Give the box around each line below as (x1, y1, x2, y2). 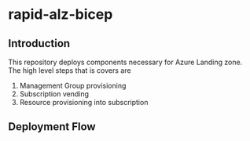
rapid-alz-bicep (8, 5, 113, 23)
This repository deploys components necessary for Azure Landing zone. (8, 57, 243, 67)
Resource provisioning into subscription (19, 98, 149, 107)
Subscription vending (19, 89, 89, 99)
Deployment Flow (8, 120, 96, 134)
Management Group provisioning (19, 81, 127, 90)
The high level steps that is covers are (8, 66, 131, 75)
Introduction (8, 37, 71, 50)
